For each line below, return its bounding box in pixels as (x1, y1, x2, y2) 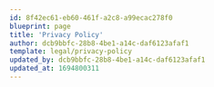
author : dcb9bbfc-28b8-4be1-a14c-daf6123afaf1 (9, 38, 189, 48)
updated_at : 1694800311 (9, 64, 100, 73)
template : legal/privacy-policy (9, 47, 132, 56)
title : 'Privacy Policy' (9, 30, 104, 39)
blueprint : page (9, 22, 71, 31)
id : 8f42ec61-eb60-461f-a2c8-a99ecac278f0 (9, 13, 173, 23)
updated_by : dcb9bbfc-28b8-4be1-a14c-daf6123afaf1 (9, 55, 206, 64)
